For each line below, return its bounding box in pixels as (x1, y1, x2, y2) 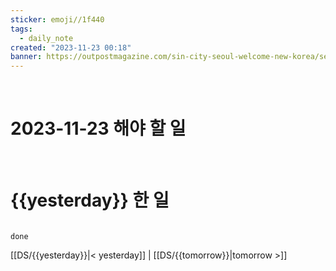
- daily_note (19, 33, 74, 43)
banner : (10, 52, 43, 62)
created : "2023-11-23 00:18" (10, 42, 132, 53)
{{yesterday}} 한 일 (10, 189, 170, 212)
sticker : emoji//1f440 (10, 14, 105, 25)
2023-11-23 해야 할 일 (10, 117, 187, 140)
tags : (10, 24, 33, 34)
